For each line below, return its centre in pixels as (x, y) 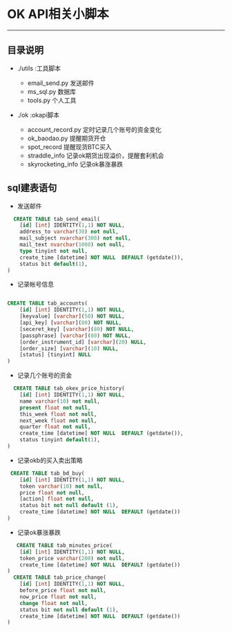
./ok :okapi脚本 (38, 115)
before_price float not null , (63, 591)
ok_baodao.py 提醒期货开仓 (67, 138)
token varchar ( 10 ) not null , (61, 486)
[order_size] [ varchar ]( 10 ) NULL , (69, 348)
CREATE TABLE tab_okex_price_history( (69, 389)
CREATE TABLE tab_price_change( (60, 577)
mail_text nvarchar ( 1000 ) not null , (72, 245)
